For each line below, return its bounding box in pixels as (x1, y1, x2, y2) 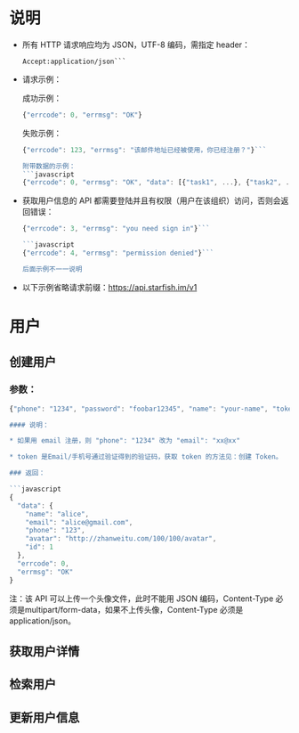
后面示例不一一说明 (21, 265, 83, 273)
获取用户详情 (9, 643, 80, 659)
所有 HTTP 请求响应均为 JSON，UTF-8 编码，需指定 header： (21, 39, 251, 50)
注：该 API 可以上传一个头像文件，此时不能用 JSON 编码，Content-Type (9, 593, 274, 604)
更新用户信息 (9, 710, 80, 725)
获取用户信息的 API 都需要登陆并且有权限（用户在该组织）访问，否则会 (21, 195, 282, 206)
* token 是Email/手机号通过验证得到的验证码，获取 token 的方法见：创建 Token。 (9, 452, 283, 461)
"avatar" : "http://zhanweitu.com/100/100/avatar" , (25, 534, 217, 543)
